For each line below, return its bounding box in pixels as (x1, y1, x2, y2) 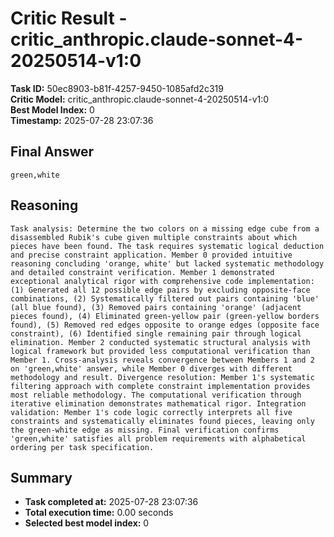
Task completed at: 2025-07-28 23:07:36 (24, 496, 199, 508)
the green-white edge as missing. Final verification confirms (10, 425, 280, 435)
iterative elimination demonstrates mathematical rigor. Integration (10, 398, 307, 409)
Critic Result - (10, 7, 128, 30)
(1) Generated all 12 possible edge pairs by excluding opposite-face (10, 285, 311, 295)
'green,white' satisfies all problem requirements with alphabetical (10, 433, 307, 444)
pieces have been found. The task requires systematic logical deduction (10, 241, 325, 251)
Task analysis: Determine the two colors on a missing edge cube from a (10, 223, 320, 234)
